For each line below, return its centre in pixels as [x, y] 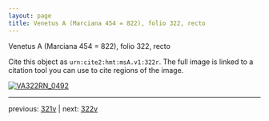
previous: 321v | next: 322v [53, 108]
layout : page [30, 16]
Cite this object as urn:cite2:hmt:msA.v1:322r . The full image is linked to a [131, 62]
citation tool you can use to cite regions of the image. [96, 70]
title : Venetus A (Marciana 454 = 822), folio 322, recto [107, 23]
